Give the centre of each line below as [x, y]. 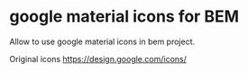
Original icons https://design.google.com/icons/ [98, 59]
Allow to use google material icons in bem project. [102, 41]
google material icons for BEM [124, 17]
